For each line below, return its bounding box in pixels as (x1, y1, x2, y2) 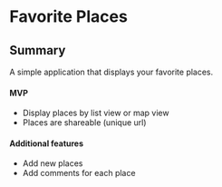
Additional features (9, 138, 84, 149)
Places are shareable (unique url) (22, 117, 147, 128)
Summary (9, 43, 66, 58)
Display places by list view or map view (22, 107, 169, 119)
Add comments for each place (22, 168, 136, 179)
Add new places (22, 158, 83, 169)
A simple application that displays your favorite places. (9, 66, 214, 77)
